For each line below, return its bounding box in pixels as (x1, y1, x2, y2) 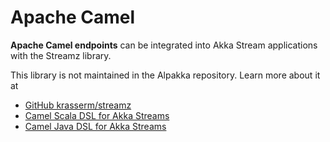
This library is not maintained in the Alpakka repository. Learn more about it (10, 69, 321, 81)
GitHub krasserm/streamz (24, 99, 132, 111)
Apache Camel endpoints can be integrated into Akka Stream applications (10, 39, 318, 51)
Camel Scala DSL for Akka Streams (24, 109, 170, 121)
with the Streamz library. (10, 49, 112, 61)
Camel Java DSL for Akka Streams (24, 120, 167, 132)
